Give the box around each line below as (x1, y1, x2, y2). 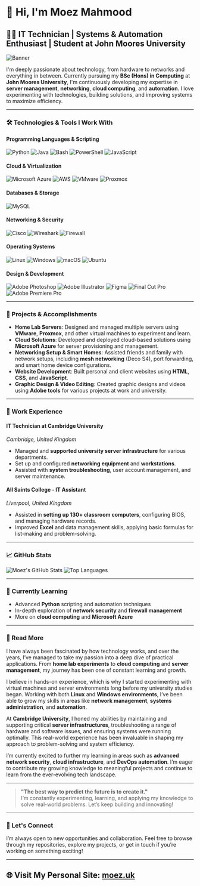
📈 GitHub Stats (6, 551, 52, 559)
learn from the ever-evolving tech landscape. (6, 771, 117, 778)
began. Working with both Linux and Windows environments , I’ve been (6, 690, 183, 697)
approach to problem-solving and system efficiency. (6, 740, 135, 748)
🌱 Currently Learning (6, 587, 68, 595)
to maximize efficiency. (6, 98, 63, 104)
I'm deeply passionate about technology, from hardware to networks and (6, 66, 185, 73)
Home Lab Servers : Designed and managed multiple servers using (14, 323, 179, 331)
